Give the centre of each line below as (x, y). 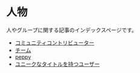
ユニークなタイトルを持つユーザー (57, 64)
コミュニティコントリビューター (55, 42)
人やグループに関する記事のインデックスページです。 (72, 30)
